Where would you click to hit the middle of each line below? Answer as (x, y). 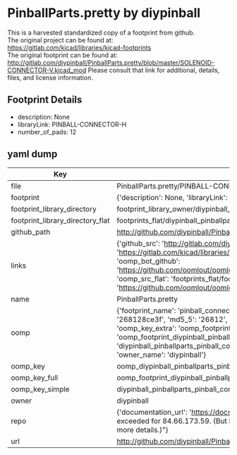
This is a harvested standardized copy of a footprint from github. (101, 32)
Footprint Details (45, 100)
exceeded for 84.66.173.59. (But (171, 420)
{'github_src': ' (140, 243)
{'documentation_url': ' (154, 412)
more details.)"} (142, 430)
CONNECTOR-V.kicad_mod (47, 70)
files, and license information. (50, 77)
